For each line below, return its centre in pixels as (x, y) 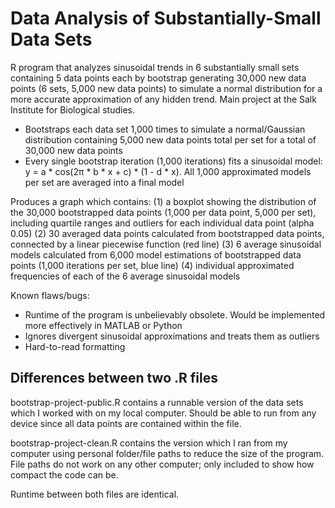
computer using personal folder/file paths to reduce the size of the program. (167, 453)
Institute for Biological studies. (72, 109)
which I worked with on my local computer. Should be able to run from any (163, 413)
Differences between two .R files (114, 378)
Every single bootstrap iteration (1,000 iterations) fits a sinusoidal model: (173, 161)
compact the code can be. (64, 474)
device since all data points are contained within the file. (126, 423)
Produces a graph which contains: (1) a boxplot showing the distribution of (163, 201)
